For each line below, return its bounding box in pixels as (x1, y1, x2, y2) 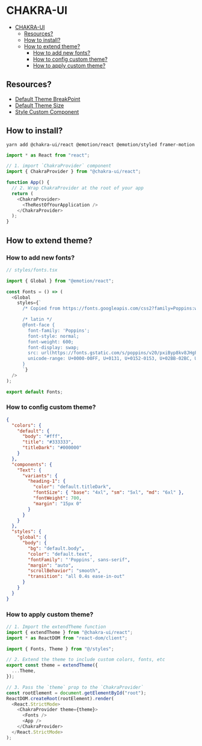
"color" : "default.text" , (28, 551, 93, 557)
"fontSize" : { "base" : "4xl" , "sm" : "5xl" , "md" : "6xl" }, (32, 490, 185, 496)
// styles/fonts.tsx (6, 267, 58, 273)
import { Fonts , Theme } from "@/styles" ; (6, 645, 114, 652)
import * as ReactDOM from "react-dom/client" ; (6, 635, 128, 641)
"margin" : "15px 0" (32, 500, 82, 506)
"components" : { (11, 461, 52, 467)
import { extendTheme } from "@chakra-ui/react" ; (6, 629, 133, 635)
